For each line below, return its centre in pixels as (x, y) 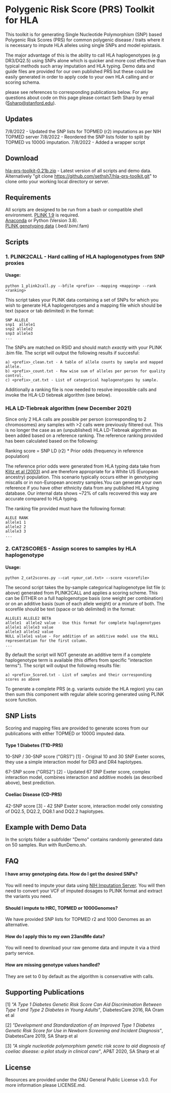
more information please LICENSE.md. (45, 1085)
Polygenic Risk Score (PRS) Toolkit (80, 9)
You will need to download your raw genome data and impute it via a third (83, 948)
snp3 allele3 (19, 333)
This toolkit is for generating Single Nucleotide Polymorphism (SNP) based (84, 34)
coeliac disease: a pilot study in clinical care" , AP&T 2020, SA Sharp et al (82, 1051)
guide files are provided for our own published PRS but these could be (79, 71)
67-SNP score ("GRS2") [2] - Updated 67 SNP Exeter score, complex (78, 772)
